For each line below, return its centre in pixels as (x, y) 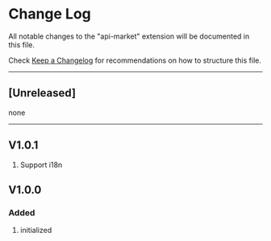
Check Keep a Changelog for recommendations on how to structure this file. (135, 60)
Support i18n (41, 165)
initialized (36, 231)
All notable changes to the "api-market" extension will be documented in (129, 36)
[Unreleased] (42, 93)
